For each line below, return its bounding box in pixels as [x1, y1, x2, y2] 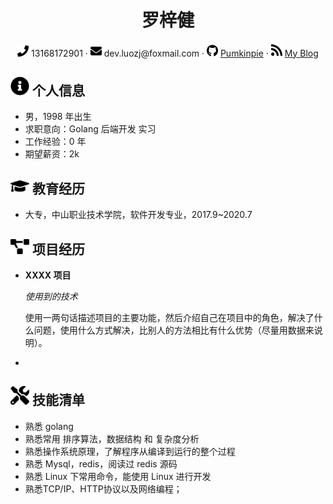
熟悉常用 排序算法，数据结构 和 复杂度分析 [24, 432, 200, 445]
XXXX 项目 [24, 269, 72, 281]
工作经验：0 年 [24, 136, 87, 148]
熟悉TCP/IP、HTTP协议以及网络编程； [24, 482, 183, 495]
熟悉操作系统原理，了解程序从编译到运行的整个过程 [24, 445, 236, 457]
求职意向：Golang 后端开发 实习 [24, 123, 157, 135]
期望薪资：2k [24, 148, 80, 160]
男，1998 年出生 [24, 111, 92, 123]
